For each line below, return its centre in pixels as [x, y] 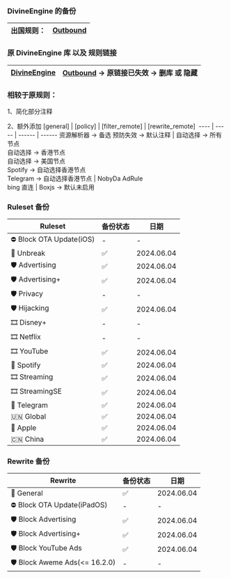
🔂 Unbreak [28, 254]
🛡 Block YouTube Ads [46, 548]
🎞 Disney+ [29, 323]
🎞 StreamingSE [37, 392]
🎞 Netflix [26, 337]
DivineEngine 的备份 [42, 10]
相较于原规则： [32, 95]
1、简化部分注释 [30, 111]
